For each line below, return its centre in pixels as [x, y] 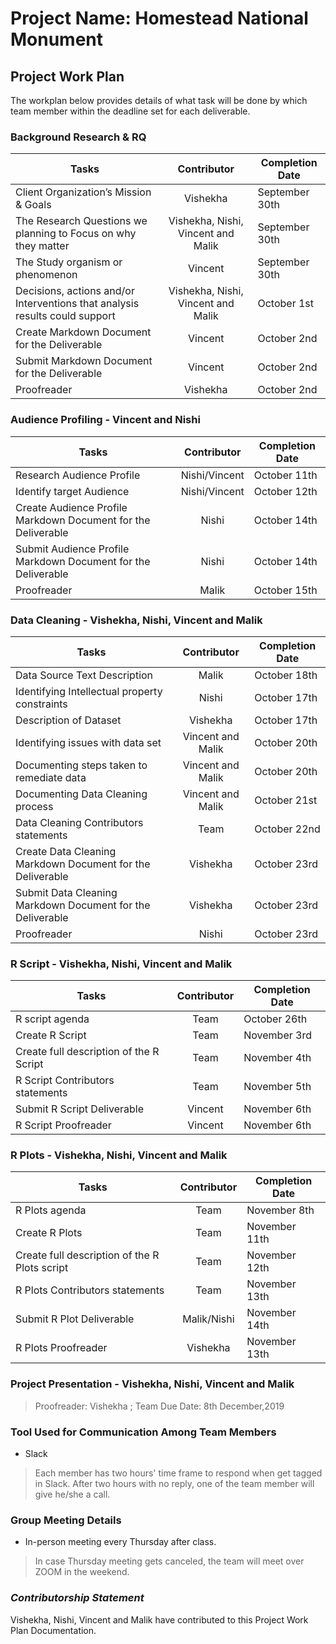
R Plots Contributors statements [90, 1290]
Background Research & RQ [78, 137]
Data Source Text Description [84, 675]
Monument [57, 39]
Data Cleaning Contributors [79, 822]
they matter [42, 246]
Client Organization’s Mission [83, 192]
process [34, 806]
